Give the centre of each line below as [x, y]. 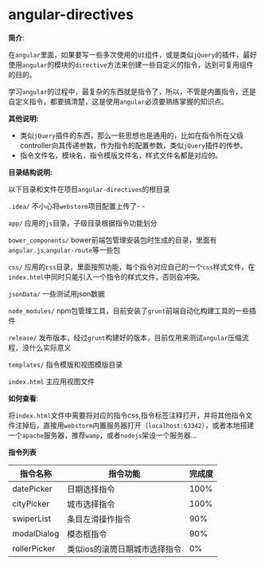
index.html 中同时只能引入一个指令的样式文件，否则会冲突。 [106, 277]
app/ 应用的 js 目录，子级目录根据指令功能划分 [83, 223]
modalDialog [36, 533]
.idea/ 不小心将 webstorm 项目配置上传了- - [77, 206]
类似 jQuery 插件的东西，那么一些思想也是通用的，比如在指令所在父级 [132, 135]
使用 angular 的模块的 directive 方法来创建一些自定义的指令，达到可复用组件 [131, 65]
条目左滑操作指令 [99, 519]
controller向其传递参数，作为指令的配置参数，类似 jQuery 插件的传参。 [133, 145]
